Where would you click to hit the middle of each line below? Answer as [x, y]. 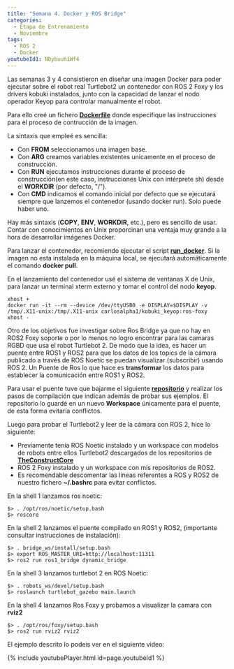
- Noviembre [31, 33]
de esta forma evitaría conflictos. [55, 411]
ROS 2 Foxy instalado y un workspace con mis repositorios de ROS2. [116, 467]
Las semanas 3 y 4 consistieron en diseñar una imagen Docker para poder [115, 79]
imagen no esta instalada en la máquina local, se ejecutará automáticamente [117, 258]
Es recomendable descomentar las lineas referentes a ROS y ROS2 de [118, 475]
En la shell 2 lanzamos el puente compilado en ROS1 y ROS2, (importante [112, 527]
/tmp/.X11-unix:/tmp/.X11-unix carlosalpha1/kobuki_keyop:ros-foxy [108, 311]
